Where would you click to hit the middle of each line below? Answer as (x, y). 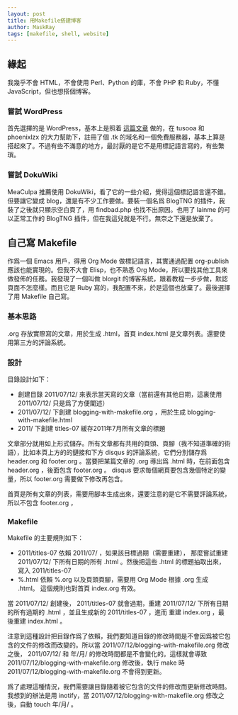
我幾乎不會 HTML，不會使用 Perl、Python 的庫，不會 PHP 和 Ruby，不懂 (113, 83)
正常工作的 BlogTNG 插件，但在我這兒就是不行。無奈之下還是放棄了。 (115, 218)
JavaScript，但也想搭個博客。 (51, 91)
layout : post (27, 14)
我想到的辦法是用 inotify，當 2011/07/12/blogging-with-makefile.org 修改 (113, 696)
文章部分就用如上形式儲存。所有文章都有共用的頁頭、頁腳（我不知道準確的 (116, 444)
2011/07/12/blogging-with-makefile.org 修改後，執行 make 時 (96, 663)
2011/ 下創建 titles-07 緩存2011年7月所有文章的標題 (91, 429)
